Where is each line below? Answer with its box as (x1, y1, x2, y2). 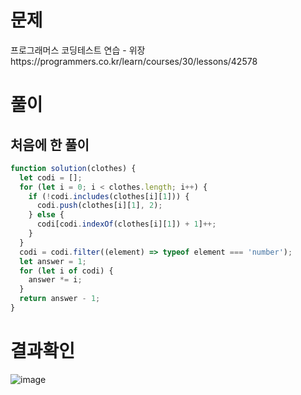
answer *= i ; (28, 275, 83, 285)
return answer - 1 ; (19, 294, 101, 304)
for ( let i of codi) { (19, 266, 114, 276)
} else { (28, 210, 65, 220)
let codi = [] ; (19, 172, 83, 183)
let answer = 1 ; (19, 256, 87, 266)
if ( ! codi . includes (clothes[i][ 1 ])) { (28, 191, 190, 201)
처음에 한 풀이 (10, 136, 90, 153)
